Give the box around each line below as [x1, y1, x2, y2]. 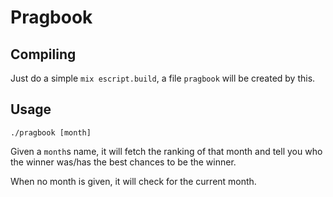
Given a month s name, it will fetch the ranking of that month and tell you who [10, 145, 323, 157]
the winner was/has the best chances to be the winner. [10, 156, 237, 168]
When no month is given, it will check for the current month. [10, 175, 257, 187]
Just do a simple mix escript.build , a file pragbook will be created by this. [10, 72, 316, 84]
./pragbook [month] [10, 127, 92, 138]
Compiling [10, 46, 77, 63]
